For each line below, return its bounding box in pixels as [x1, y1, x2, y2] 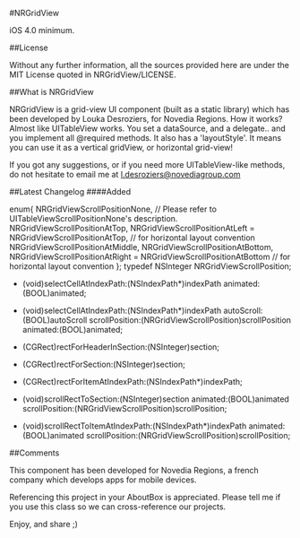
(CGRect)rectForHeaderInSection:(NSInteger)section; [21, 342, 220, 352]
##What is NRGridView [9, 87, 94, 97]
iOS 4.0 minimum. [9, 25, 75, 35]
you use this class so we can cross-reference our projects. [9, 501, 227, 512]
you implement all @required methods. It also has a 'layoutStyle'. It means [9, 133, 282, 143]
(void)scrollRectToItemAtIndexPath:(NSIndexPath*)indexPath [21, 421, 247, 431]
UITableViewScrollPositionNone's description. [9, 213, 178, 223]
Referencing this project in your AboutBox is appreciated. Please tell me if [9, 492, 281, 502]
